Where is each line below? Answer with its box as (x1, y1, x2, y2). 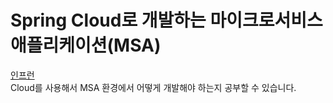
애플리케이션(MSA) (10, 34, 162, 57)
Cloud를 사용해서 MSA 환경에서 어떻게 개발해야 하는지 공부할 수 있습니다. (10, 81, 297, 93)
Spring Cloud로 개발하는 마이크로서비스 (10, 9, 323, 32)
